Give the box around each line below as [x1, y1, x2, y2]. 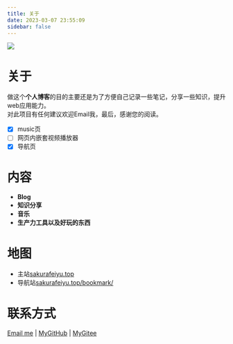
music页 [17, 125, 42, 133]
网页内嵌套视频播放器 [17, 134, 78, 142]
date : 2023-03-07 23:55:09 [7, 17, 85, 24]
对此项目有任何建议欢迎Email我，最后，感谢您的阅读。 [7, 110, 163, 118]
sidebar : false [7, 23, 51, 30]
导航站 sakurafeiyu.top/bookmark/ [17, 279, 114, 287]
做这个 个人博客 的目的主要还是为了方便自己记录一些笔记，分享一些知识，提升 [7, 93, 226, 101]
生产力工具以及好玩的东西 [17, 219, 91, 227]
